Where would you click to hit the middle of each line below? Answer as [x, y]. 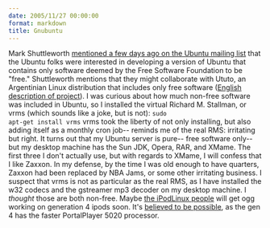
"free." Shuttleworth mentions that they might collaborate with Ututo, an [127, 79]
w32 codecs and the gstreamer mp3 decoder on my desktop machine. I [128, 190]
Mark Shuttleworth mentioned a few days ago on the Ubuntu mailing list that [135, 54]
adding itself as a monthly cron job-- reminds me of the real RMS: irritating [132, 130]
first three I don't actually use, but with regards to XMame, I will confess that [135, 156]
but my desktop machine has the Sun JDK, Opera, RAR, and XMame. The [130, 147]
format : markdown [37, 23]
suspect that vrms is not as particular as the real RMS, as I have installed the [135, 181]
